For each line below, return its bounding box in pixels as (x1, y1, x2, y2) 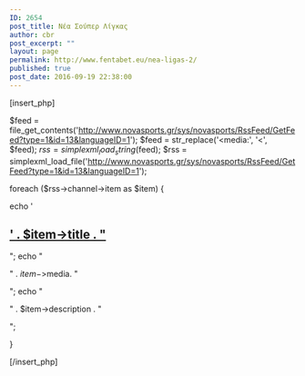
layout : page (9, 47, 59, 56)
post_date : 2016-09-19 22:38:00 (9, 73, 132, 82)
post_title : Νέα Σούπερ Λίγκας (9, 22, 128, 31)
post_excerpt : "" (9, 38, 76, 48)
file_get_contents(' (9, 124, 79, 135)
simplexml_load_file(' (9, 155, 88, 166)
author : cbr (9, 30, 55, 39)
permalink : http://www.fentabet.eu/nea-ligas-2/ (9, 55, 198, 64)
